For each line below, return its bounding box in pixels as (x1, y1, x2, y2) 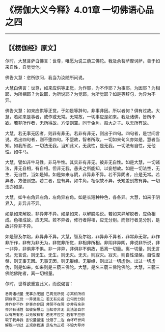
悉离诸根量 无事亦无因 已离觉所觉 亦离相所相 (5, 291, 85, 296)
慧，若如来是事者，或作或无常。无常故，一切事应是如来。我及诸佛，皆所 (5, 113, 151, 119)
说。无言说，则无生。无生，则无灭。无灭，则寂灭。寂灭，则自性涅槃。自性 (5, 251, 156, 258)
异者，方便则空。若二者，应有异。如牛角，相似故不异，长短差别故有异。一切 (5, 177, 160, 183)
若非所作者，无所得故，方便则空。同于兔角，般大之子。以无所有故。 (13, 120, 151, 126)
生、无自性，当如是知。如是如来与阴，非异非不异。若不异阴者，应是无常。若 (5, 171, 160, 177)
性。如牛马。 (5, 148, 31, 155)
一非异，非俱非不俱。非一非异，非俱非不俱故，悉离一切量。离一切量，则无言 (5, 246, 160, 251)
